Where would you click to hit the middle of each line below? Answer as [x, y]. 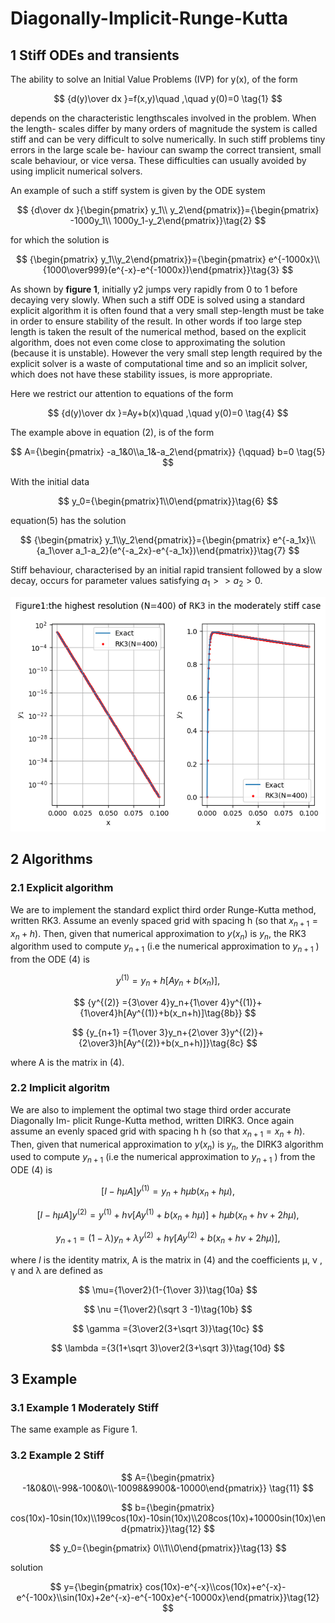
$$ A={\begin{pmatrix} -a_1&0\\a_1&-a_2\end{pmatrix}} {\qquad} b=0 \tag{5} [168, 451]
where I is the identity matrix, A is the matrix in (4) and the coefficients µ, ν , [166, 1259]
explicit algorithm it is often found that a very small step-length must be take [167, 310]
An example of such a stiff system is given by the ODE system [138, 190]
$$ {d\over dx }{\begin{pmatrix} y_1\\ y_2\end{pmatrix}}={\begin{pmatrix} [168, 210]
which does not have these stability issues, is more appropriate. [141, 374]
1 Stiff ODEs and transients [95, 55]
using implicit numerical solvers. [76, 171]
